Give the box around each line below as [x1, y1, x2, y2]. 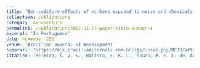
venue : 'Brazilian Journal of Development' [6, 42, 116, 48]
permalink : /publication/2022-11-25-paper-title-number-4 [6, 25, 153, 31]
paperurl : [6, 47, 31, 53]
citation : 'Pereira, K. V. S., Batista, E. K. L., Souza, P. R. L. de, [6, 53, 187, 59]
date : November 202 [6, 36, 55, 42]
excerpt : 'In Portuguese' [6, 31, 70, 37]
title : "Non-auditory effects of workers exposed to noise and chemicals [6, 8, 193, 15]
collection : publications [6, 14, 70, 20]
